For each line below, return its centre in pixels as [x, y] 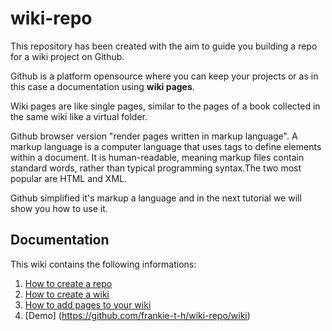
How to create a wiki [67, 294]
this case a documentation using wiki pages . [102, 86]
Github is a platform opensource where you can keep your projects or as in [164, 76]
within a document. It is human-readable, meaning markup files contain [157, 157]
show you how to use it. [59, 208]
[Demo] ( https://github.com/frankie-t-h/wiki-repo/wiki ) [137, 315]
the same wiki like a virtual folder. [79, 116]
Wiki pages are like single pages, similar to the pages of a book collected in [165, 106]
